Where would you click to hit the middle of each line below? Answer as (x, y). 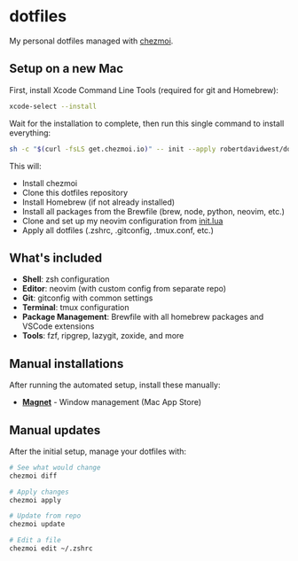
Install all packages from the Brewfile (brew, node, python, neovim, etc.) (153, 211)
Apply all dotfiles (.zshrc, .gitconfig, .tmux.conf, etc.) (118, 230)
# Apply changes (39, 492)
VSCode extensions (58, 326)
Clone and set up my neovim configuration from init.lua (122, 221)
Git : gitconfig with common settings (87, 298)
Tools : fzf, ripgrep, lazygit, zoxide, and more (103, 336)
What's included (56, 257)
